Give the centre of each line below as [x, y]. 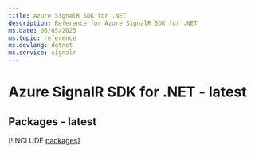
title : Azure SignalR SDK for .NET [67, 16]
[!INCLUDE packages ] [44, 141]
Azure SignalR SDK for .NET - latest [127, 92]
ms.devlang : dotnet [41, 45]
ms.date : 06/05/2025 [43, 30]
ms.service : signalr [43, 53]
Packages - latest [53, 122]
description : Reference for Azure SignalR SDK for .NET [103, 23]
